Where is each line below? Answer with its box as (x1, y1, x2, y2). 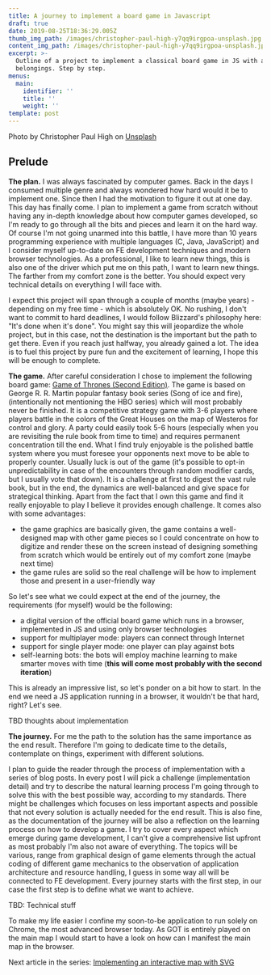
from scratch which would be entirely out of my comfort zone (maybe (19, 550, 252, 559)
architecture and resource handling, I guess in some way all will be (8, 867, 230, 877)
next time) (19, 559, 54, 568)
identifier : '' (23, 87, 74, 95)
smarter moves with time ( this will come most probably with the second (19, 658, 262, 668)
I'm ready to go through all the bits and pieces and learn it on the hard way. (8, 219, 258, 229)
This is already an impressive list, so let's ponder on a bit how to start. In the (8, 682, 261, 692)
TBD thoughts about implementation (8, 715, 129, 725)
